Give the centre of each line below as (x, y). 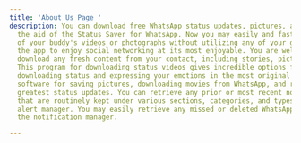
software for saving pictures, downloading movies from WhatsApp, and (152, 84)
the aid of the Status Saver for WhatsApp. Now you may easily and (146, 34)
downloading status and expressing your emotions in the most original (154, 76)
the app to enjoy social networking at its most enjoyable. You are (148, 51)
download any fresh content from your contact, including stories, (146, 59)
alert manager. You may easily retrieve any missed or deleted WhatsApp (156, 109)
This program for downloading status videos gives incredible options (152, 68)
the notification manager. (68, 117)
